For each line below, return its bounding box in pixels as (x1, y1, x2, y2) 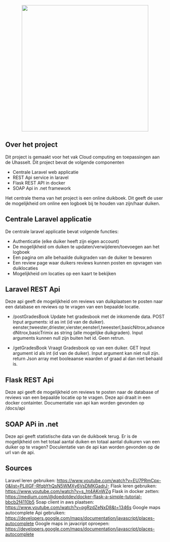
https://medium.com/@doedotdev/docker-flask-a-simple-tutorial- (5, 493, 142, 500)
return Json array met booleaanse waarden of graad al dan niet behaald (12, 355, 163, 362)
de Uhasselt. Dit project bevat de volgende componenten (5, 159, 124, 165)
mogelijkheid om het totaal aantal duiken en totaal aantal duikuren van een (5, 439, 160, 445)
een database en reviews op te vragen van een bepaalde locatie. (5, 304, 140, 310)
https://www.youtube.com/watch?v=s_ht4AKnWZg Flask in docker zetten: (5, 488, 159, 494)
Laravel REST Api (5, 285, 61, 294)
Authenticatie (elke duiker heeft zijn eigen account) (12, 238, 119, 244)
